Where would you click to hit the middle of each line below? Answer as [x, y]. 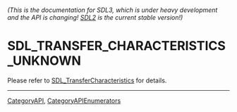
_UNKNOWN [44, 61]
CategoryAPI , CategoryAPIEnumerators [64, 100]
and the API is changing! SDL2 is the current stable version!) [95, 17]
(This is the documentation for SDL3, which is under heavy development [113, 10]
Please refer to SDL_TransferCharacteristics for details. [87, 80]
